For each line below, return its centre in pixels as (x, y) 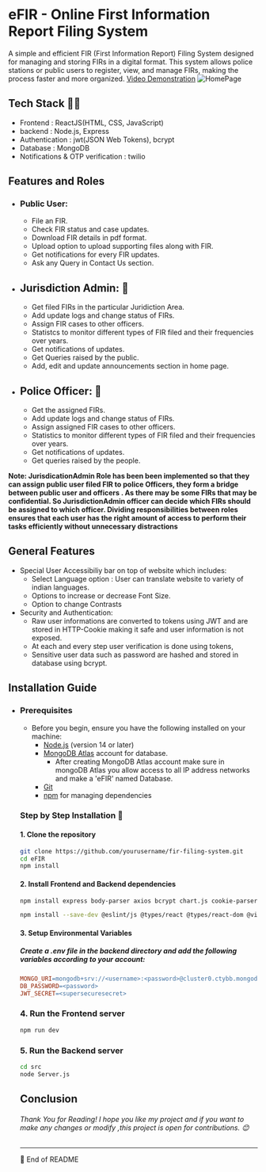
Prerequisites (46, 711)
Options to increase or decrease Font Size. (101, 595)
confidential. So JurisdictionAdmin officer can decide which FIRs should (129, 502)
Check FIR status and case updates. (90, 229)
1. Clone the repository (58, 834)
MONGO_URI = (38, 979)
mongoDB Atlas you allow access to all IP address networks (153, 769)
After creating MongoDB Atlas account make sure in (140, 762)
